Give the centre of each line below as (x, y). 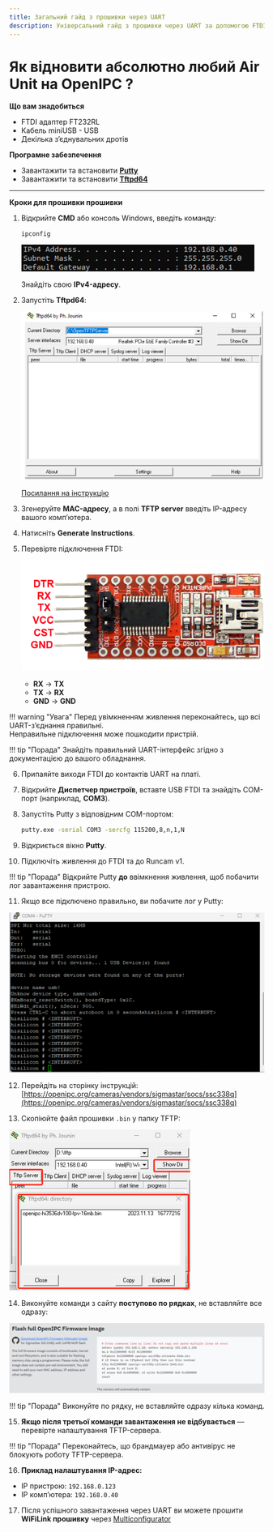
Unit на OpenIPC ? (72, 84)
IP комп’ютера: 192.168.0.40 (69, 1495)
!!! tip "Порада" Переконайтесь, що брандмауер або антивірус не (122, 1446)
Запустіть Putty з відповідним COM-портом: (97, 814)
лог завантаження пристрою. (60, 885)
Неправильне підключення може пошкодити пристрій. (104, 734)
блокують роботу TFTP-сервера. (66, 1455)
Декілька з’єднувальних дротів (75, 139)
